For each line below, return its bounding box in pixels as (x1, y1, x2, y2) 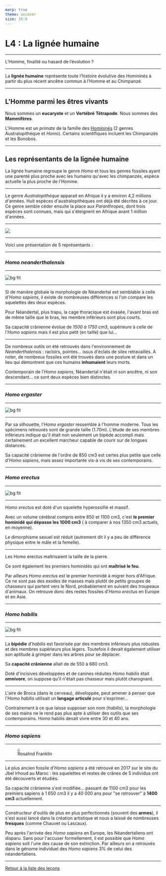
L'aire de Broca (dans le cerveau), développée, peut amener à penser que (5, 690, 156, 696)
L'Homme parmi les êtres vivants (5, 97, 109, 105)
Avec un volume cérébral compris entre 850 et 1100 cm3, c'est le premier (5, 514, 155, 520)
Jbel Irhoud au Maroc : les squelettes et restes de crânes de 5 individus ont (5, 771, 159, 776)
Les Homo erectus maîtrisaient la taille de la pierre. (5, 553, 109, 560)
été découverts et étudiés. (5, 775, 59, 781)
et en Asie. (5, 594, 27, 600)
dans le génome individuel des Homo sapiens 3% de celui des (5, 846, 132, 852)
